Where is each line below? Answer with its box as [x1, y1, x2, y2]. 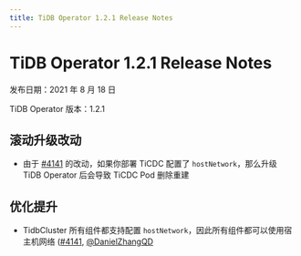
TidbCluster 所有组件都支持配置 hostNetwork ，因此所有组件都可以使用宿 [22, 225, 293, 236]
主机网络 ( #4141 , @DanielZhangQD [22, 236, 153, 247]
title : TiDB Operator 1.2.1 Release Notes [9, 13, 173, 23]
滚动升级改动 [9, 132, 82, 148]
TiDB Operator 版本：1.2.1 [9, 103, 106, 114]
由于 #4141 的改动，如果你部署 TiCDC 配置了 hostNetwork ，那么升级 [22, 159, 278, 169]
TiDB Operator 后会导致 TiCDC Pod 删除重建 [22, 169, 190, 180]
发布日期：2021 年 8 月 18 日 [9, 84, 117, 95]
